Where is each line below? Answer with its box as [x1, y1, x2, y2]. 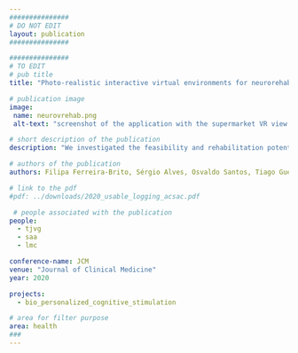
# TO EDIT [9, 62, 46, 71]
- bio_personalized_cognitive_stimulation [17, 298, 176, 307]
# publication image [9, 94, 86, 103]
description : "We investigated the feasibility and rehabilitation [9, 144, 264, 153]
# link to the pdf [9, 184, 77, 192]
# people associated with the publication [12, 208, 173, 217]
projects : [9, 289, 46, 298]
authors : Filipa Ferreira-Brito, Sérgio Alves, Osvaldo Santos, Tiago [9, 168, 276, 176]
